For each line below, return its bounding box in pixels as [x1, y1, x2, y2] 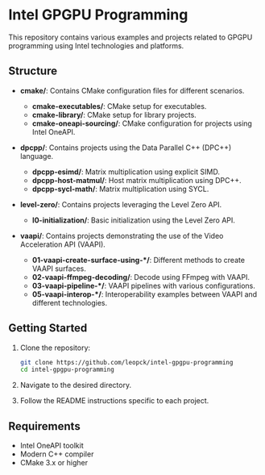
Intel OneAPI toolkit [19, 441, 85, 451]
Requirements [8, 419, 81, 433]
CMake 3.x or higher [19, 458, 89, 468]
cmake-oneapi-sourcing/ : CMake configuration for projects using [31, 119, 252, 128]
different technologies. [31, 298, 108, 307]
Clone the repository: [19, 343, 91, 352]
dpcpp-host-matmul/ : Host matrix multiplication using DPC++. [31, 175, 242, 185]
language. [19, 151, 54, 160]
